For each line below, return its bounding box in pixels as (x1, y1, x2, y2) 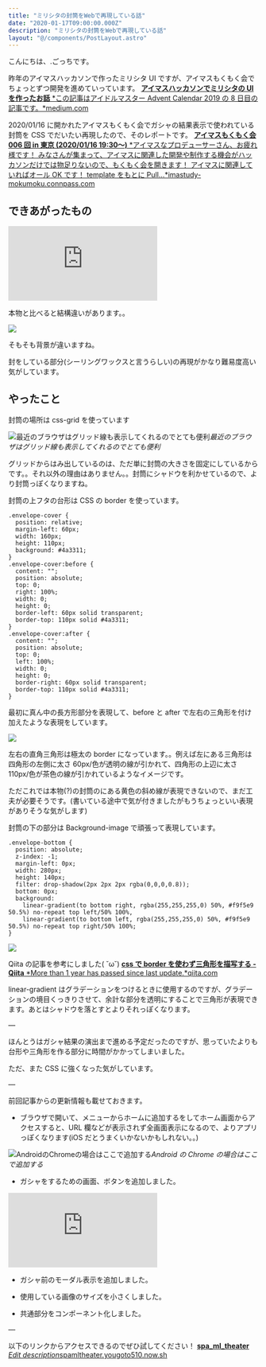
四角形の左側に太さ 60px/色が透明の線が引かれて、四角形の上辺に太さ (8, 759, 238, 769)
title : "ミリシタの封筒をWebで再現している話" (8, 11, 145, 20)
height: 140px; (15, 873, 66, 882)
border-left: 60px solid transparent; (15, 609, 145, 617)
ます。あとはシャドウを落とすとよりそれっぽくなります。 (8, 1004, 195, 1014)
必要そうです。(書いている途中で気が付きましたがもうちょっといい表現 (21, 796, 253, 805)
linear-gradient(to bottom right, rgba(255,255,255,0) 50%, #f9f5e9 (22, 901, 254, 909)
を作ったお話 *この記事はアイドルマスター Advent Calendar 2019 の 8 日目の (8, 93, 258, 103)
